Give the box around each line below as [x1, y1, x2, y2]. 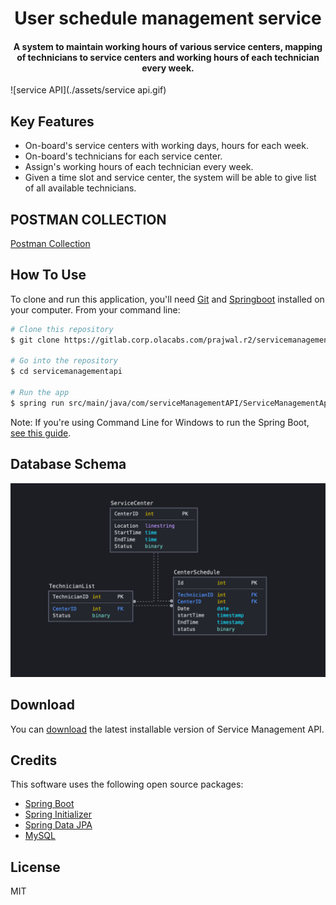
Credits [10, 752, 58, 769]
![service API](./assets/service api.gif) [10, 84, 167, 96]
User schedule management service [14, 7, 322, 30]
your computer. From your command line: [10, 303, 181, 316]
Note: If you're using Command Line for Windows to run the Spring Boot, [10, 416, 310, 428]
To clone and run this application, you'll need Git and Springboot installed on [10, 293, 325, 305]
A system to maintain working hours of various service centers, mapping [13, 40, 323, 52]
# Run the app [10, 388, 70, 398]
